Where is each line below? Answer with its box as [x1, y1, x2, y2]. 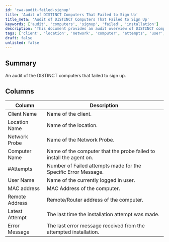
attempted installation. [47, 228, 100, 235]
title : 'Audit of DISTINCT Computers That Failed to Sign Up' [5, 12, 138, 17]
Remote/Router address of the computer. [47, 197, 144, 204]
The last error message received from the [47, 222, 145, 229]
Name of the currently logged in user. [47, 177, 135, 184]
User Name [8, 177, 35, 184]
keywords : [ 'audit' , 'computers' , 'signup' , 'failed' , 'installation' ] [5, 21, 159, 27]
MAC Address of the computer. [47, 185, 121, 192]
